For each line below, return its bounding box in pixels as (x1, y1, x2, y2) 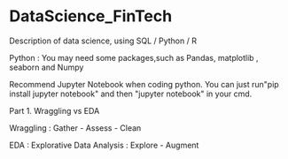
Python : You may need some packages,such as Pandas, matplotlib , (9, 52, 259, 63)
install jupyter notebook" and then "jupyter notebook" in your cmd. (9, 88, 253, 99)
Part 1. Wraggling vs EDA (9, 105, 100, 116)
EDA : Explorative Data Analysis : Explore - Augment (9, 140, 199, 150)
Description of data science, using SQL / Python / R (9, 35, 198, 46)
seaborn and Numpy (9, 62, 84, 72)
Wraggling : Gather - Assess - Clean (9, 122, 142, 133)
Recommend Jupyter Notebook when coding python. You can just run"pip (9, 79, 279, 89)
